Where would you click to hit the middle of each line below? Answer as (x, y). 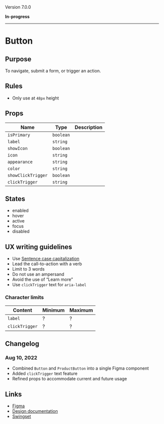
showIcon (18, 148)
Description (89, 127)
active (18, 221)
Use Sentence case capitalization (46, 259)
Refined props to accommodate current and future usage (70, 379)
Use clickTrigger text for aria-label (49, 285)
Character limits (24, 298)
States (15, 199)
